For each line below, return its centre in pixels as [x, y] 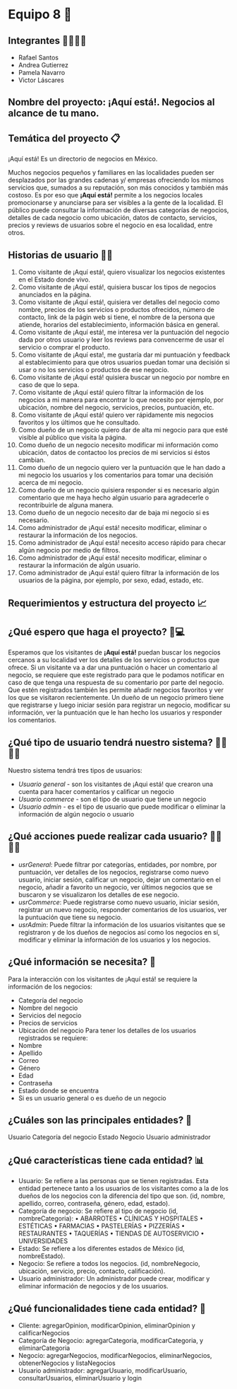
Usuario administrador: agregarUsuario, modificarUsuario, [103, 1371]
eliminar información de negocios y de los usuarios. [93, 1286]
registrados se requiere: [53, 1038]
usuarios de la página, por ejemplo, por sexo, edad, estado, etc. [111, 580]
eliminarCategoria [44, 1348]
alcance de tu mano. [54, 114]
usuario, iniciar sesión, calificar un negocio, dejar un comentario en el [119, 880]
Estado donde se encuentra [59, 1090]
